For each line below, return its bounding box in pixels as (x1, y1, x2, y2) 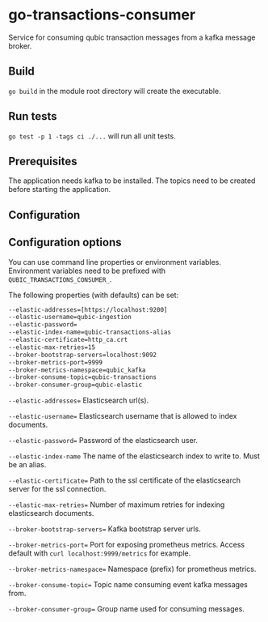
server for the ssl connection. (8, 484, 107, 494)
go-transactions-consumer (8, 6, 196, 24)
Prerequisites (8, 154, 77, 168)
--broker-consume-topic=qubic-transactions (8, 373, 157, 381)
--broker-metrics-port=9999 (8, 358, 103, 366)
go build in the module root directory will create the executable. (8, 86, 221, 96)
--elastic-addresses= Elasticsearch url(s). (8, 395, 149, 406)
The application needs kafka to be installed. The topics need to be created (8, 176, 256, 185)
